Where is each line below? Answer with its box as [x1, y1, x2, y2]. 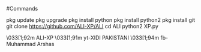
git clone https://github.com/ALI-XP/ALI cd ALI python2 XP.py [6, 23, 159, 30]
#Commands [6, 5, 38, 12]
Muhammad [6, 41, 36, 47]
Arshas [37, 41, 55, 47]
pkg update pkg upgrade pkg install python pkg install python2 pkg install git [6, 17, 195, 23]
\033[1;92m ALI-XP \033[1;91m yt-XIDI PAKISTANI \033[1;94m [6, 34, 160, 41]
